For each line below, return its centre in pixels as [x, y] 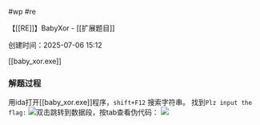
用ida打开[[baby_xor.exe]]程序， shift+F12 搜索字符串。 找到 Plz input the [130, 103]
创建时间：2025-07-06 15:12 [55, 45]
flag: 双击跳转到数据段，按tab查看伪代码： [84, 112]
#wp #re [22, 12]
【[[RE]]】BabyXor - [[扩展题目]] [62, 28]
